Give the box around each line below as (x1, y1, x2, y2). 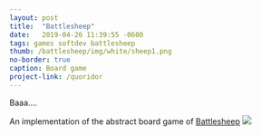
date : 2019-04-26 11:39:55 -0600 (9, 30, 144, 39)
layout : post (9, 13, 59, 23)
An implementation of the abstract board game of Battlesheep (9, 115, 241, 127)
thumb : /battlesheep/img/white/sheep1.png (9, 47, 172, 56)
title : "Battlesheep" (9, 22, 95, 31)
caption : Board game (9, 64, 88, 73)
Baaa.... (9, 97, 38, 108)
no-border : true (9, 55, 71, 64)
